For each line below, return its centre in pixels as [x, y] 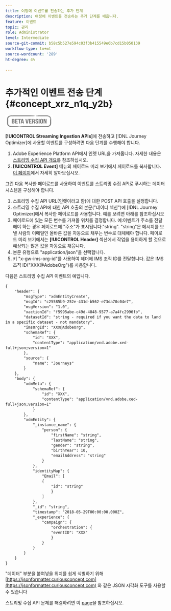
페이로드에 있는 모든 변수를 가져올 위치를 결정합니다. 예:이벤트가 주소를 [83, 220]
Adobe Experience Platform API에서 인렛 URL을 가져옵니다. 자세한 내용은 [87, 153]
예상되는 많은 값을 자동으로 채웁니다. [49, 246]
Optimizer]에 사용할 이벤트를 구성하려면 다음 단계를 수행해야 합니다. [73, 143]
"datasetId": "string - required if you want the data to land [92, 317]
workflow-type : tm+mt [28, 49]
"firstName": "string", [76, 435]
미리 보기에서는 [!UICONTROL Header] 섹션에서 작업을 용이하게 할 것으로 [92, 240]
